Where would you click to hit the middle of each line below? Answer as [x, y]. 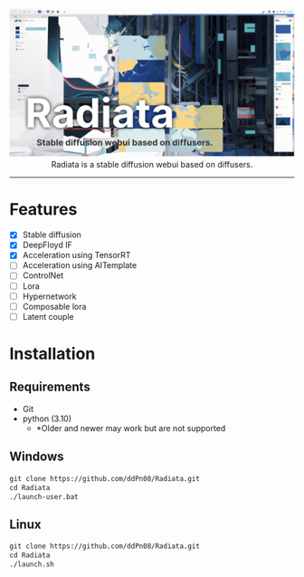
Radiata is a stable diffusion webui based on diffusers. [152, 165]
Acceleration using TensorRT [76, 255]
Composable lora [54, 306]
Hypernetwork [49, 296]
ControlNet [43, 275]
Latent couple [48, 316]
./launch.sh [32, 564]
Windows [37, 457]
